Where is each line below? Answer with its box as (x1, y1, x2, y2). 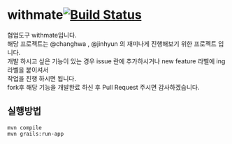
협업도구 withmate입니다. (7, 31, 77, 39)
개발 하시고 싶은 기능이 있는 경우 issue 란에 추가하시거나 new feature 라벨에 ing (7, 56, 226, 65)
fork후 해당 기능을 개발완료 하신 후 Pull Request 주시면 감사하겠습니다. (7, 83, 200, 91)
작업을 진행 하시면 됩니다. (7, 74, 77, 83)
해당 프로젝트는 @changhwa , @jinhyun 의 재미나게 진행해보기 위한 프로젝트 (7, 39, 217, 48)
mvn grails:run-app (7, 130, 64, 137)
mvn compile (7, 124, 42, 131)
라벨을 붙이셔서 (7, 65, 49, 74)
